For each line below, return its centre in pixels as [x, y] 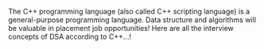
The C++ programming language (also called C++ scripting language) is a [129, 11]
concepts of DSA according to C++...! [70, 36]
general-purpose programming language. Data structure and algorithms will [132, 20]
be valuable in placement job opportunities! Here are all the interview [121, 28]
